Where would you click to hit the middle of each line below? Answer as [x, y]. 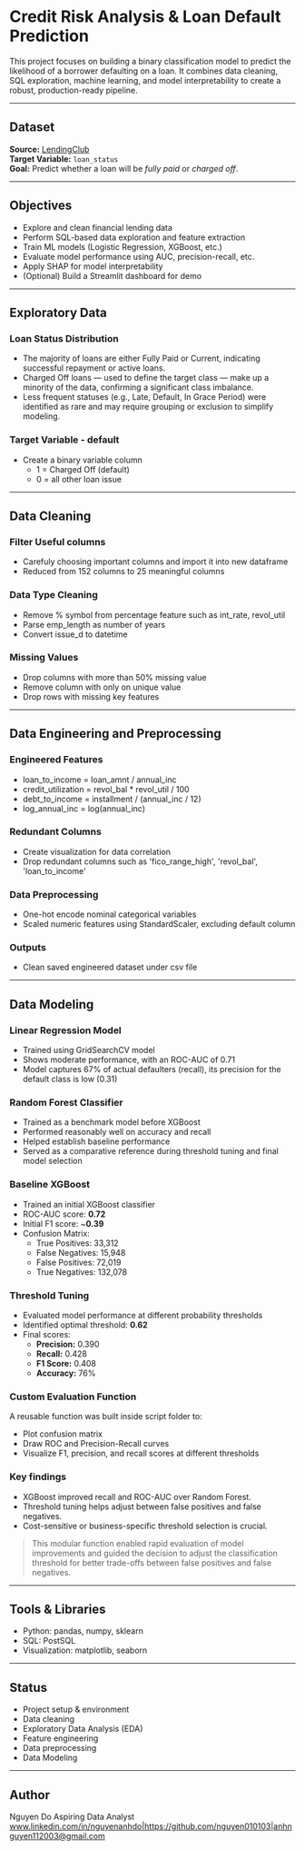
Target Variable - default [64, 440]
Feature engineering [60, 1738]
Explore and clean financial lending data [97, 227]
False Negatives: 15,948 [81, 1252]
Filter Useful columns [58, 542]
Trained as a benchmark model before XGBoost [112, 1122]
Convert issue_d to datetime [75, 634]
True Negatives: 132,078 [82, 1272]
